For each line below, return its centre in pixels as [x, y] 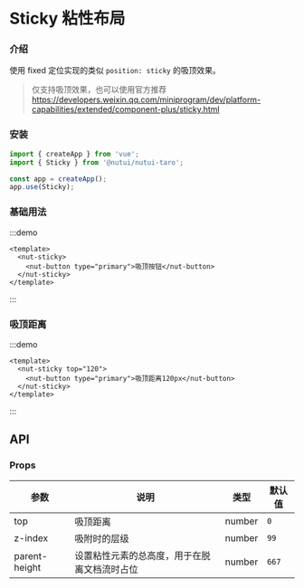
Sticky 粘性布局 [67, 19]
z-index [31, 537]
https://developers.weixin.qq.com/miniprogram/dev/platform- [146, 100]
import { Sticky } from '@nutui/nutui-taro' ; [96, 162]
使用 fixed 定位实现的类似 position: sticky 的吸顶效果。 [115, 71]
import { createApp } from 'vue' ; [75, 154]
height [28, 567]
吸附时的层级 [102, 538]
